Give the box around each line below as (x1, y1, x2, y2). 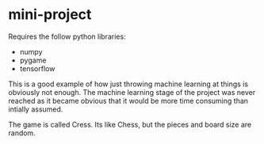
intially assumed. (8, 104, 63, 114)
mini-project (8, 6, 92, 24)
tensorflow (19, 63, 55, 73)
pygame (19, 55, 47, 65)
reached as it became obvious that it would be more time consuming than (8, 96, 248, 105)
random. (8, 128, 36, 138)
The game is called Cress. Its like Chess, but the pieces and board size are (8, 119, 252, 129)
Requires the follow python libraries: (8, 32, 126, 41)
